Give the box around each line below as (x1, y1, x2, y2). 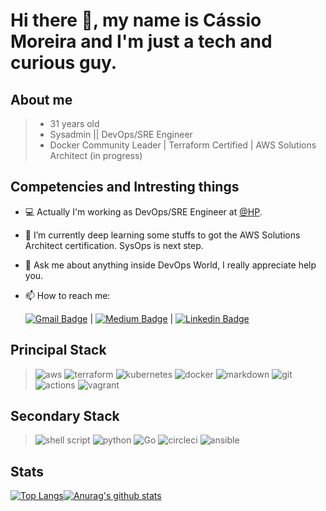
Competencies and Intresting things (10, 179, 240, 196)
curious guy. (10, 52, 118, 74)
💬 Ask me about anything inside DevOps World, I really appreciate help (24, 259, 317, 271)
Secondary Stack (10, 408, 120, 425)
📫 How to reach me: (24, 289, 111, 301)
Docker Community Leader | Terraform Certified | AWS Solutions (49, 139, 317, 151)
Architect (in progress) (49, 150, 143, 161)
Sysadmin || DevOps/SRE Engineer (49, 129, 193, 140)
